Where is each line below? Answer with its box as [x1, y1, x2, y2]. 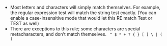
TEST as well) [10, 20, 39, 26]
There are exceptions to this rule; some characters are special [10, 26, 141, 32]
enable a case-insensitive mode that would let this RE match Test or [10, 15, 153, 21]
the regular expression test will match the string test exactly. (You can [10, 10, 157, 16]
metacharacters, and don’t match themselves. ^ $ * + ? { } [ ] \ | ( [10, 31, 163, 37]
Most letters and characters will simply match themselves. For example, [10, 5, 160, 10]
